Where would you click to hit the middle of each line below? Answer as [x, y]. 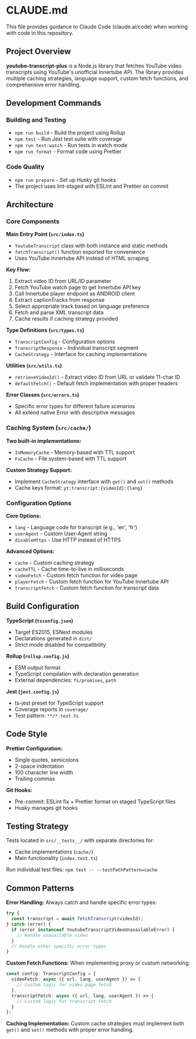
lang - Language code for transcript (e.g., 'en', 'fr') [76, 527]
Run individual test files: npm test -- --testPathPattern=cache [82, 869]
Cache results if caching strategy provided [66, 319]
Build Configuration [43, 606]
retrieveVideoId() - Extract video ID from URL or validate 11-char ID [97, 377]
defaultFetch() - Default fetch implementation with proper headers [96, 383]
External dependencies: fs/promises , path [65, 680]
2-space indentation [39, 766]
